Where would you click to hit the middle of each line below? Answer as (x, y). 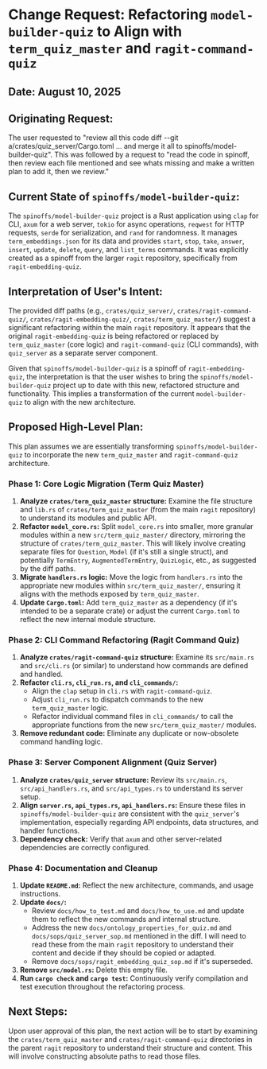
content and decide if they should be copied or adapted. (124, 953)
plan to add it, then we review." (59, 172)
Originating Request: (61, 118)
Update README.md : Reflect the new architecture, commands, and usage (137, 885)
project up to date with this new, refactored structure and (146, 385)
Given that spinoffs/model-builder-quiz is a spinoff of (97, 368)
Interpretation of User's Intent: (85, 292)
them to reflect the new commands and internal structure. (126, 919)
